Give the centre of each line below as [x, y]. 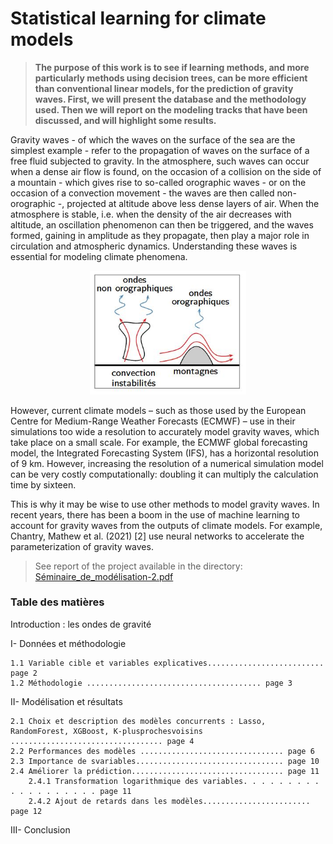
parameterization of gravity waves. [82, 546]
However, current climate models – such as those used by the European [158, 410]
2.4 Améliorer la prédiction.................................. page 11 [165, 771]
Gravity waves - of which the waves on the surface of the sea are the [153, 139]
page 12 [26, 811]
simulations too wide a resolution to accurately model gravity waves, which [165, 431]
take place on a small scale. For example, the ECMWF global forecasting [159, 442]
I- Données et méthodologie [68, 643]
